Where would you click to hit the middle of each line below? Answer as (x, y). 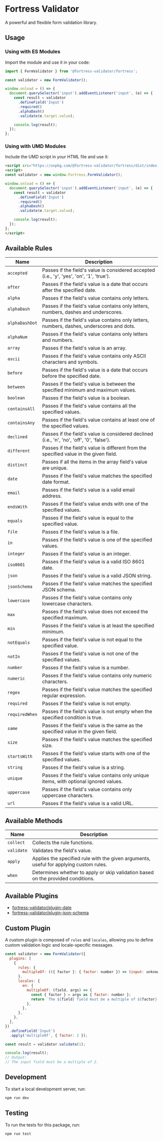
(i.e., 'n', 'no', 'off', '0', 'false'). (76, 440)
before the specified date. (71, 376)
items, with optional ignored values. (82, 782)
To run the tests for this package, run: (43, 1125)
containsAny (21, 423)
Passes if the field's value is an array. (84, 348)
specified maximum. (65, 618)
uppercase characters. (68, 796)
